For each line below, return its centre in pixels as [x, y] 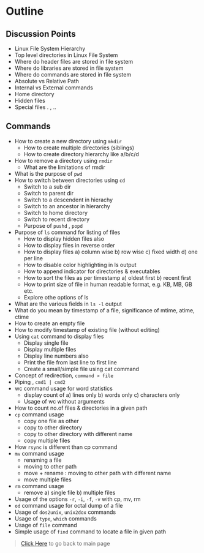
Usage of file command [46, 525]
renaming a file [43, 460]
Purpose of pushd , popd [53, 225]
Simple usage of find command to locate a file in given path [90, 532]
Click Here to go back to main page [65, 543]
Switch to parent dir [49, 193]
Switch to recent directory [57, 219]
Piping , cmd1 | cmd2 [40, 382]
